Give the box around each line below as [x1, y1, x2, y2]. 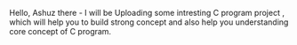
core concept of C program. [9, 26, 112, 36]
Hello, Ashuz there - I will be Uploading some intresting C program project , [9, 8, 285, 18]
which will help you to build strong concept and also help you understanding [9, 17, 289, 27]
